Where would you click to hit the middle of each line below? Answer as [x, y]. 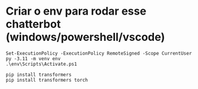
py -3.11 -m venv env [33, 59]
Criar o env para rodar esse [76, 11]
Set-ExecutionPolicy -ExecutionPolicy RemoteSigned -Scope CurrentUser [99, 53]
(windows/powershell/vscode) [86, 37]
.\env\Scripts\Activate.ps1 [42, 64]
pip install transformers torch [47, 80]
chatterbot [33, 24]
